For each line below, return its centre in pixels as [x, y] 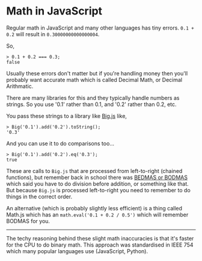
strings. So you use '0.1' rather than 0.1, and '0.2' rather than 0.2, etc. [91, 104]
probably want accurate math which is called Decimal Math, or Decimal [94, 80]
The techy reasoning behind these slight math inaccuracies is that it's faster [100, 238]
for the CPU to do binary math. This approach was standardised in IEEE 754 [100, 245]
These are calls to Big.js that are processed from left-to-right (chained [94, 171]
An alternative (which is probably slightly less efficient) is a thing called [94, 208]
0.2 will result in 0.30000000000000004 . [53, 34]
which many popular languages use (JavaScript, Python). [77, 251]
